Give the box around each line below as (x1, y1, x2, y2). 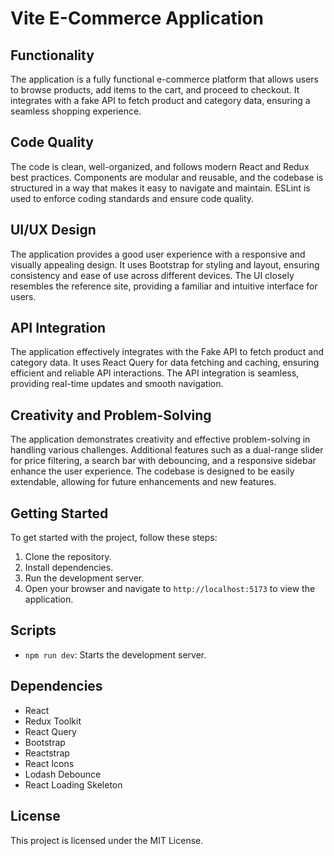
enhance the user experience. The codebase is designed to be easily (10, 465, 295, 477)
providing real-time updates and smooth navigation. (10, 378, 224, 390)
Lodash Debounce (24, 768, 102, 780)
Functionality (10, 47, 95, 64)
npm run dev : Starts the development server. (24, 648, 207, 661)
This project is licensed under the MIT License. (10, 834, 204, 846)
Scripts (10, 622, 57, 639)
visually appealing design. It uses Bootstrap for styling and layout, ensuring (10, 258, 320, 271)
